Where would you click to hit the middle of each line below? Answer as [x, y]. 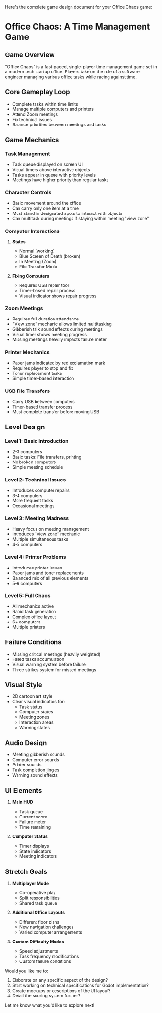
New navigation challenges [46, 927]
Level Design [25, 427]
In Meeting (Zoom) [38, 262]
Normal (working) [37, 251]
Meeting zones [34, 717]
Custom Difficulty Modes [38, 942]
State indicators [35, 851]
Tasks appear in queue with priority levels [54, 175]
